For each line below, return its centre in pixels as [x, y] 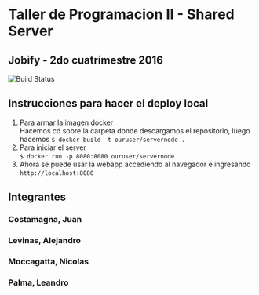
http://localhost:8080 [57, 173]
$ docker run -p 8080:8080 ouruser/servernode [97, 156]
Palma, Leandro [38, 282]
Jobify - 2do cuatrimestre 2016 [86, 60]
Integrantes [37, 197]
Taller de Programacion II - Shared [122, 15]
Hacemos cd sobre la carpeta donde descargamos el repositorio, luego [135, 130]
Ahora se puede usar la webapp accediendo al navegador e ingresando [135, 164]
